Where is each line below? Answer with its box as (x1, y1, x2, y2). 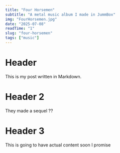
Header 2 (5, 91, 45, 102)
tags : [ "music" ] (5, 36, 39, 41)
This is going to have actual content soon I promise (5, 141, 111, 148)
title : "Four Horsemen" (5, 7, 55, 13)
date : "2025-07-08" (5, 21, 46, 27)
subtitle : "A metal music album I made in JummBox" (5, 12, 115, 17)
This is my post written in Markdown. (5, 73, 82, 79)
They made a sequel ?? (5, 107, 53, 113)
